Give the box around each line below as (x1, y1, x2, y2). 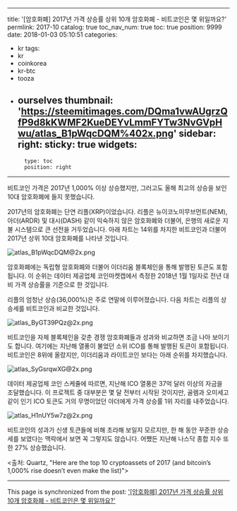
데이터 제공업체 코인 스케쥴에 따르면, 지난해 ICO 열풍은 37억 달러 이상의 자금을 (7, 379, 223, 387)
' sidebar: (173, 128, 217, 140)
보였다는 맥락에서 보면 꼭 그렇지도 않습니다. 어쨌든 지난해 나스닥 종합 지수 (20, 434, 222, 442)
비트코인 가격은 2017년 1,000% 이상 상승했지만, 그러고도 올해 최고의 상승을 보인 (7, 183, 227, 192)
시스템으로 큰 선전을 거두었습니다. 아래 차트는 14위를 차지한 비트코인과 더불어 (14, 225, 227, 233)
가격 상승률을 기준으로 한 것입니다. (14, 280, 109, 288)
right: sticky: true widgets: (17, 139, 138, 151)
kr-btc (17, 66, 36, 75)
